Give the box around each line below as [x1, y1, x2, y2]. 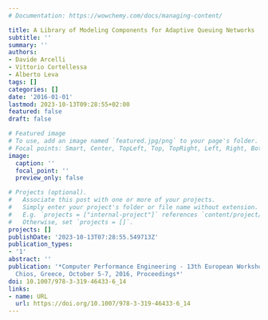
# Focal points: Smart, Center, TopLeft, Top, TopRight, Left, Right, [8, 144, 248, 152]
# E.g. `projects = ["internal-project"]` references [8, 211, 198, 219]
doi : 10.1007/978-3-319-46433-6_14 [8, 277, 127, 286]
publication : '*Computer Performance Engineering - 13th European [8, 263, 234, 271]
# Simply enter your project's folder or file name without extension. [8, 203, 259, 211]
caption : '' [15, 159, 56, 168]
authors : [8, 49, 37, 57]
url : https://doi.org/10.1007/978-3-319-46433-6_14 [15, 300, 191, 308]
